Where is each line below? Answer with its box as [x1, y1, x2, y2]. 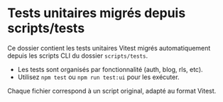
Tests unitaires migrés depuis [7, 5, 186, 21]
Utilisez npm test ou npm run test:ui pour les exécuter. [17, 73, 180, 81]
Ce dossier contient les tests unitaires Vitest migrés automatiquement [7, 44, 211, 52]
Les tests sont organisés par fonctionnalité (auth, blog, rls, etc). [17, 65, 204, 73]
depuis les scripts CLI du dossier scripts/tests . [7, 51, 148, 60]
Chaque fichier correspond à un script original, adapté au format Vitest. [7, 86, 217, 95]
